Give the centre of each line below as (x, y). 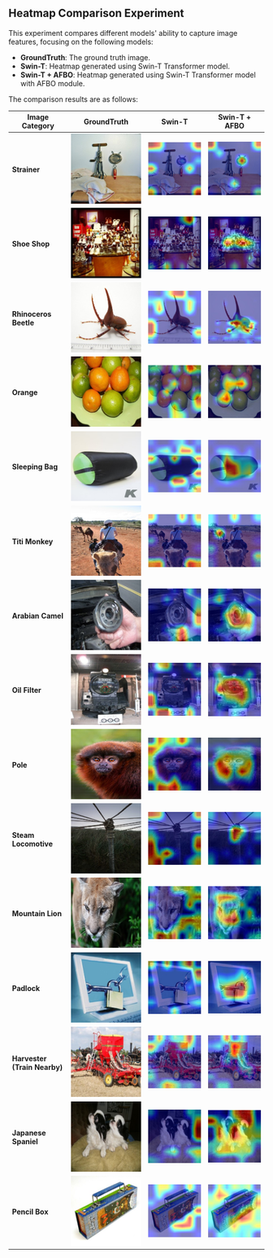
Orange (25, 392)
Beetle (23, 322)
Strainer (26, 169)
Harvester (29, 1059)
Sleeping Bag (35, 467)
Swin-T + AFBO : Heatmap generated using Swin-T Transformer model (138, 75)
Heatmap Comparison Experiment (96, 13)
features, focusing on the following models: (81, 42)
